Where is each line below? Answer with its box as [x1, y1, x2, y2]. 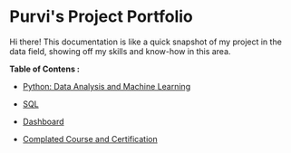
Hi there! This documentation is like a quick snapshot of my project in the [9, 36, 283, 47]
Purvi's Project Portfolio [9, 6, 193, 27]
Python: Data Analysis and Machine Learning [22, 81, 191, 91]
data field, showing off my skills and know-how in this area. [9, 45, 231, 56]
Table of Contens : [9, 63, 80, 74]
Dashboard [22, 116, 65, 127]
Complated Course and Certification [22, 133, 158, 144]
